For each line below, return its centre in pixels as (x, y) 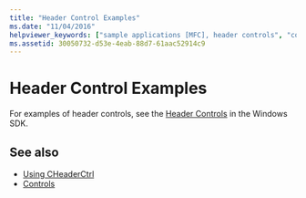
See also (34, 152)
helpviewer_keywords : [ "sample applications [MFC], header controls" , (146, 35)
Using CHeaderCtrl (58, 174)
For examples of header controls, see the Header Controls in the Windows (149, 114)
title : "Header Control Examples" (75, 18)
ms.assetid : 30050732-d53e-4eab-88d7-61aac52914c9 (107, 43)
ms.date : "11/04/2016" (52, 26)
